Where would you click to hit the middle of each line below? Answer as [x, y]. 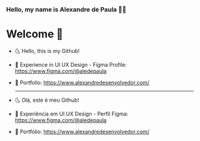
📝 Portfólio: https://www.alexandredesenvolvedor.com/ [82, 131]
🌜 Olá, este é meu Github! [47, 100]
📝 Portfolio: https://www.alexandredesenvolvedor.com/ [82, 82]
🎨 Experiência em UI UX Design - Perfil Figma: [71, 114]
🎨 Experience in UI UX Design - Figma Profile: [71, 64]
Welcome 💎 [35, 34]
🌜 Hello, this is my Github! [47, 51]
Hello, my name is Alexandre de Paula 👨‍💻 [66, 10]
